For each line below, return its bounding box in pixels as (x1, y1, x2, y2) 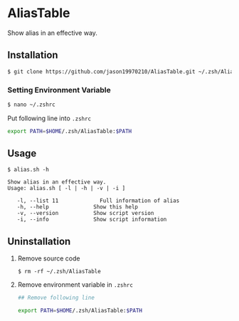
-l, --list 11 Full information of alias (16, 197, 180, 204)
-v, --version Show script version (16, 210, 154, 217)
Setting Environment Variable (7, 85, 112, 95)
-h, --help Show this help (16, 204, 139, 211)
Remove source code (17, 254, 80, 263)
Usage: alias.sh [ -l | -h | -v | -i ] (7, 185, 126, 192)
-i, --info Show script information (16, 216, 167, 223)
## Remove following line (17, 294, 95, 302)
